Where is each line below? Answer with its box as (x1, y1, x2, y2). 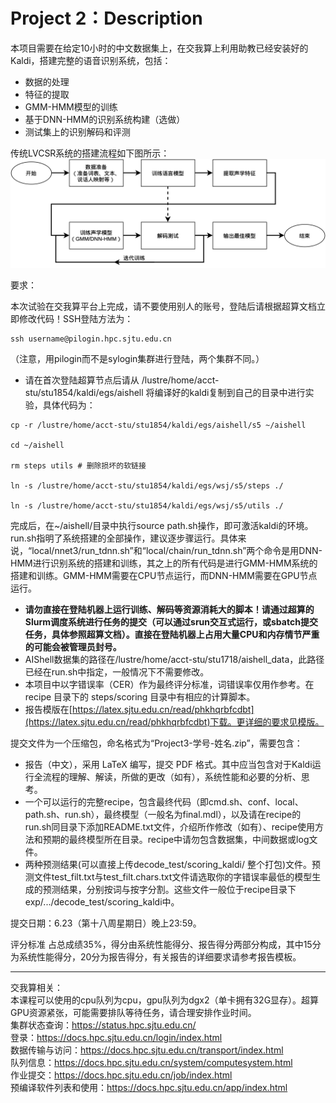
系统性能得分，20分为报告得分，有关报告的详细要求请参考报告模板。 (18, 951, 302, 963)
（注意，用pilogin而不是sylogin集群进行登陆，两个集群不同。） (10, 353, 265, 365)
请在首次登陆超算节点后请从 (24, 374, 140, 386)
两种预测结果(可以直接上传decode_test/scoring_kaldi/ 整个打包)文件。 (24, 859, 313, 871)
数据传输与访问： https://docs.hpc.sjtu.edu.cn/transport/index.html (10, 1044, 284, 1056)
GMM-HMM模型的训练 (24, 100, 118, 113)
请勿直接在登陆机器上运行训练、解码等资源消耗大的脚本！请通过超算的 (24, 604, 315, 616)
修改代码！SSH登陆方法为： (18, 313, 134, 325)
